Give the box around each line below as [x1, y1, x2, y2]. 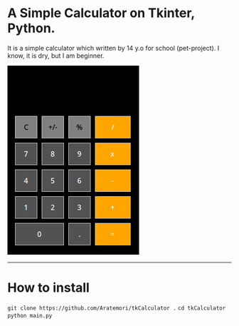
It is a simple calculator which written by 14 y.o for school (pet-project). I [7, 44, 220, 52]
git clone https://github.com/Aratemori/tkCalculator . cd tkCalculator [7, 305, 226, 312]
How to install [7, 280, 90, 296]
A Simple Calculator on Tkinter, [7, 5, 196, 21]
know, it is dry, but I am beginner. [7, 51, 105, 60]
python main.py [7, 312, 53, 319]
